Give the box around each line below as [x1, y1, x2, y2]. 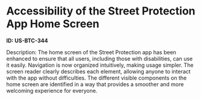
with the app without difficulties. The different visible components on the [6, 74, 187, 81]
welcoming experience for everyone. [6, 87, 98, 94]
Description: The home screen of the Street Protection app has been [6, 48, 177, 55]
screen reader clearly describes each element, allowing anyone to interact [6, 67, 191, 75]
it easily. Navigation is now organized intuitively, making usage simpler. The [6, 61, 194, 69]
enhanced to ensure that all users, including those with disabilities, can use [6, 55, 193, 62]
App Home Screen [6, 17, 100, 31]
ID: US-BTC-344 [6, 37, 48, 44]
